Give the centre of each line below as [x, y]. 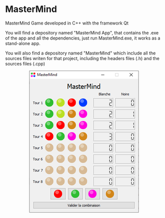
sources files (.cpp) [25, 63]
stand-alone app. [23, 43]
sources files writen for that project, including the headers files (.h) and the [82, 58]
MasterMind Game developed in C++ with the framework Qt [67, 23]
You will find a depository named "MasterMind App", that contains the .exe [82, 32]
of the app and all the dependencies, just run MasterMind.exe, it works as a [83, 38]
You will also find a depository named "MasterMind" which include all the [80, 53]
